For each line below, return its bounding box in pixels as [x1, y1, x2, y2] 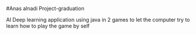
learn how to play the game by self [6, 23, 90, 29]
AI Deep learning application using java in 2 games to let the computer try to [6, 16, 190, 23]
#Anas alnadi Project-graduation [6, 5, 85, 12]
